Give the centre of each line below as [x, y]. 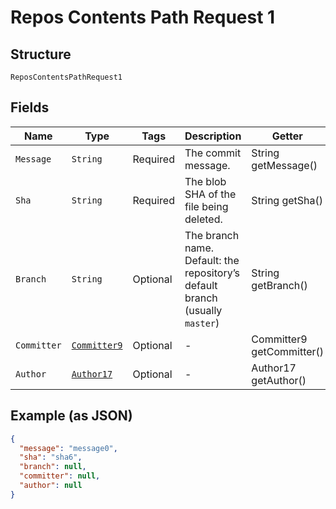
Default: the [212, 260]
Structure [41, 54]
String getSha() [287, 200]
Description [213, 136]
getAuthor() [279, 380]
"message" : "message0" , [68, 448]
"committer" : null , [60, 476]
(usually [203, 310]
